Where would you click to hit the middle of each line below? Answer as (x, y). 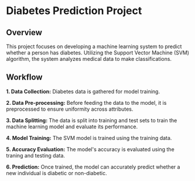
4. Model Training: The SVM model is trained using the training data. (89, 138)
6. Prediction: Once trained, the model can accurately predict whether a (93, 167)
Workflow (24, 77)
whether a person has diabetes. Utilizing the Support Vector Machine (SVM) (97, 53)
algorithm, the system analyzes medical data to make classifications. (89, 59)
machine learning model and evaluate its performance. (72, 127)
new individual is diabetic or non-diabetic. (57, 173)
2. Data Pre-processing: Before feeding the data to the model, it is (86, 103)
